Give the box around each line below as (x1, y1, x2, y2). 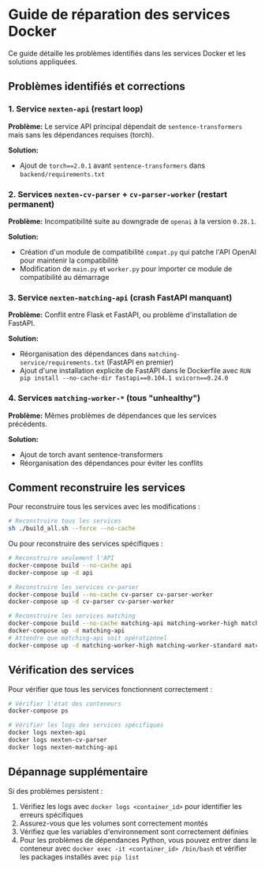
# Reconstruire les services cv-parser (8, 583, 140, 591)
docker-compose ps (8, 707, 69, 715)
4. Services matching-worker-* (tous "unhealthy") (8, 393, 201, 404)
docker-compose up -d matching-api (8, 627, 125, 635)
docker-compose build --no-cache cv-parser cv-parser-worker (8, 591, 214, 599)
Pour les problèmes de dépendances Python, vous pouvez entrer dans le (19, 835, 257, 844)
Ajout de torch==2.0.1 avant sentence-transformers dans (19, 161, 206, 170)
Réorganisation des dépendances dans (19, 349, 147, 359)
